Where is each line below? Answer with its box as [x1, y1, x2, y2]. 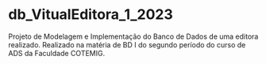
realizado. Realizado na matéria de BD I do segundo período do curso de [8, 40, 246, 49]
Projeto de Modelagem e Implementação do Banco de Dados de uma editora [8, 32, 259, 41]
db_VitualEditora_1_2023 [8, 6, 173, 24]
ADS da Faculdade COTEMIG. [8, 48, 106, 58]
